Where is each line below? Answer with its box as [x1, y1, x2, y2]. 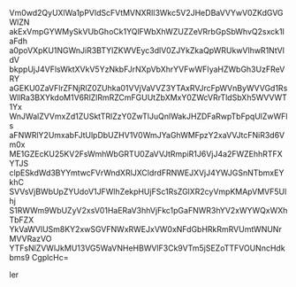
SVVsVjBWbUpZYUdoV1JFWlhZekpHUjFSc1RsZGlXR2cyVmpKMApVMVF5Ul [9, 186, 287, 197]
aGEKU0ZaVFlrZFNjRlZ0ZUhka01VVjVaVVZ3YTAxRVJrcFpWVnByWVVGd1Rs [9, 83, 288, 93]
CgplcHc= [31, 252, 69, 262]
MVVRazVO [9, 234, 52, 244]
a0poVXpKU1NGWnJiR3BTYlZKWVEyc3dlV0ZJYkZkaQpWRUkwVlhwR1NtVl [9, 45, 285, 56]
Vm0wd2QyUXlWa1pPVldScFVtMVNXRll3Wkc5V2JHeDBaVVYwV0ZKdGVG [9, 8, 285, 18]
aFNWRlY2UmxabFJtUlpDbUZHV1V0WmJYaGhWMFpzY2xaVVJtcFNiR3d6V [9, 130, 285, 140]
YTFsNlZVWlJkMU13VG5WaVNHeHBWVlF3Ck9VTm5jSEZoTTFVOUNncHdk [9, 243, 285, 253]
